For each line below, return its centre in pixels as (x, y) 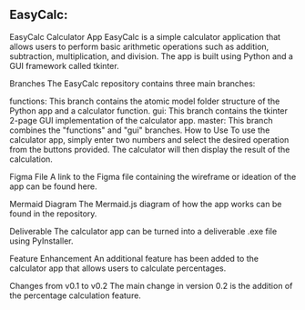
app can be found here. (53, 186)
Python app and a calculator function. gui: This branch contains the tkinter (149, 110)
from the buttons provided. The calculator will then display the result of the (150, 149)
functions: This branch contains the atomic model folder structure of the (145, 101)
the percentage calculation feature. (75, 295)
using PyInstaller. (42, 241)
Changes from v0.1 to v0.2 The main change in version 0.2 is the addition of (151, 285)
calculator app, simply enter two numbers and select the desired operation (149, 139)
